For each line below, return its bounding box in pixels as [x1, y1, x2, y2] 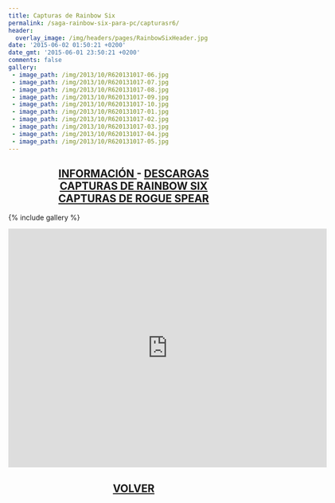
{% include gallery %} [8, 213, 81, 223]
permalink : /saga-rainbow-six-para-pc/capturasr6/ [8, 19, 180, 27]
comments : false [8, 57, 62, 64]
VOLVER [112, 482, 155, 495]
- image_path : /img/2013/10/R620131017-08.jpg [11, 85, 169, 94]
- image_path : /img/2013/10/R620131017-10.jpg [11, 100, 169, 108]
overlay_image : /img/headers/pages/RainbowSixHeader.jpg [15, 33, 208, 42]
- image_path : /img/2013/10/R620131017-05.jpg [11, 137, 169, 146]
